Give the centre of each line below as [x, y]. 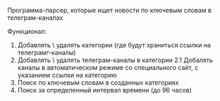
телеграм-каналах [35, 18]
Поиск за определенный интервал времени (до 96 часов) [105, 90]
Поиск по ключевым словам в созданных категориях [98, 83]
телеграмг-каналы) [47, 53]
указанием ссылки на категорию [67, 75]
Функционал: [27, 31]
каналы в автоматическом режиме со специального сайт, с [108, 67]
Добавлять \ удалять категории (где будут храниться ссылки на [114, 45]
